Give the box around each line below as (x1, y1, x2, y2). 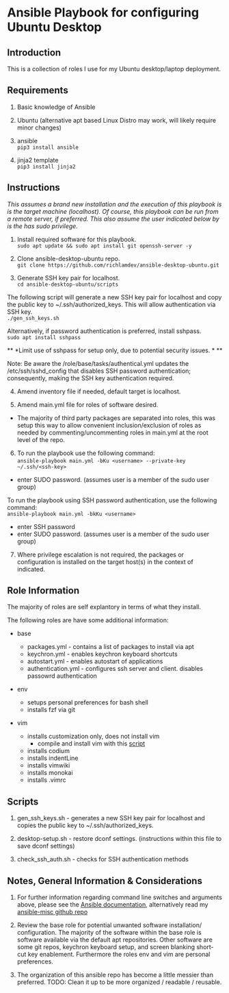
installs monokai (27, 769, 73, 777)
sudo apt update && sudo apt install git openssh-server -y (16, 242, 192, 249)
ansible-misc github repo (16, 908, 88, 916)
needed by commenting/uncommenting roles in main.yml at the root (16, 428, 208, 437)
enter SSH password (16, 522, 75, 530)
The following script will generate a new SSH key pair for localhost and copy (7, 293, 222, 301)
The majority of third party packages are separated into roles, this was (16, 413, 216, 422)
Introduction (7, 47, 62, 58)
